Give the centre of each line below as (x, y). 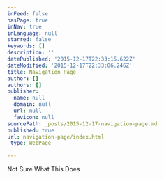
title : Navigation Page (42, 72)
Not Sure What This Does (44, 169)
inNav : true (24, 26)
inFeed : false (28, 14)
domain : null (32, 104)
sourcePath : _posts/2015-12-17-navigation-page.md (82, 124)
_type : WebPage (29, 143)
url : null (28, 111)
